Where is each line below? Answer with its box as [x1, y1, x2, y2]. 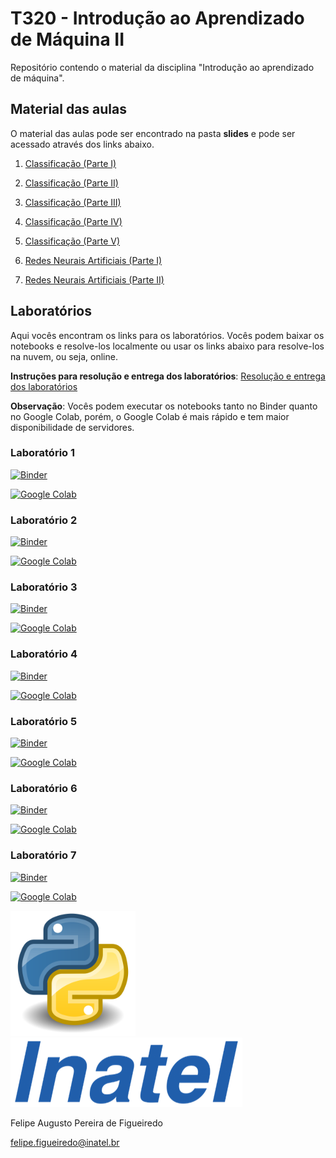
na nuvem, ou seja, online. [10, 350, 118, 362]
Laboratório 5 [10, 714, 78, 728]
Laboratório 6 [10, 781, 78, 795]
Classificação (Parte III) [24, 196, 122, 208]
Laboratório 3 [10, 580, 78, 594]
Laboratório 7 [10, 848, 77, 862]
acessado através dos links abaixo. [10, 138, 155, 150]
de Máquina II [10, 28, 125, 51]
